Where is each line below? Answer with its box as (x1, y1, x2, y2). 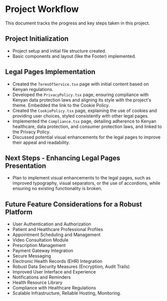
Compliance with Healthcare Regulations (12, 285, 96, 291)
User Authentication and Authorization (12, 221, 91, 227)
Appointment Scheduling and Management (12, 231, 101, 238)
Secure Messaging (12, 253, 51, 259)
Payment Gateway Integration (12, 247, 74, 253)
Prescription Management (12, 242, 66, 248)
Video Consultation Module (12, 237, 69, 243)
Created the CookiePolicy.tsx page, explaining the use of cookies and (12, 107, 157, 113)
